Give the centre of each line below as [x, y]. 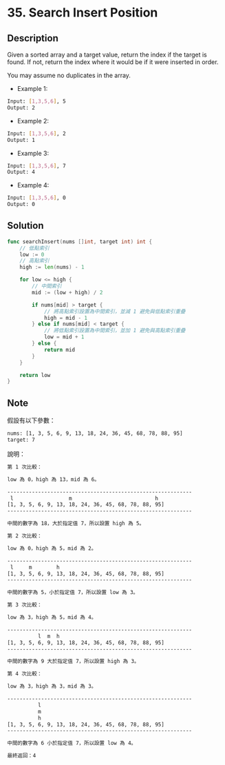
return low [35, 375]
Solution [25, 226]
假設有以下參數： [31, 420]
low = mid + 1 [64, 337]
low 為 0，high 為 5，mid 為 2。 [52, 548]
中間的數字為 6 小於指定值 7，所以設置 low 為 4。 [72, 743]
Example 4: [33, 185]
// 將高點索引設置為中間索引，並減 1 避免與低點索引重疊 [115, 312]
